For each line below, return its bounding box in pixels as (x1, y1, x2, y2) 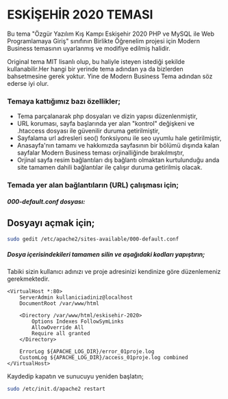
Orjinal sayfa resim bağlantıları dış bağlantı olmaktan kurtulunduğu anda (16, 156, 220, 164)
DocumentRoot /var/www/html (19, 300, 99, 307)
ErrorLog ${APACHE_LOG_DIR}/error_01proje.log (19, 348, 155, 355)
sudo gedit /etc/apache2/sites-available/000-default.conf (7, 236, 179, 242)
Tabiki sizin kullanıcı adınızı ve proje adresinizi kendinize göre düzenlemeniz (7, 268, 221, 276)
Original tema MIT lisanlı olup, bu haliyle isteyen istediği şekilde (7, 57, 185, 65)
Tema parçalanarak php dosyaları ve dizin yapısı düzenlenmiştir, (16, 112, 198, 120)
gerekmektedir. (7, 275, 50, 283)
